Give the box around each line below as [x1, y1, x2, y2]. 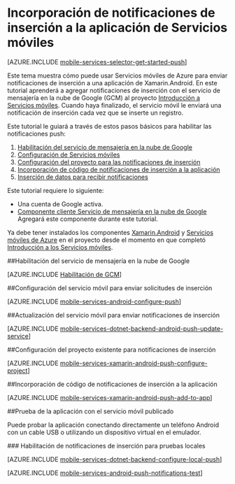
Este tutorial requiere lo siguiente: [7, 186, 104, 194]
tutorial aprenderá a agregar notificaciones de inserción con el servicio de [7, 86, 221, 94]
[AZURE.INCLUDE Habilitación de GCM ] [7, 270, 122, 278]
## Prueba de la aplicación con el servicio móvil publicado [7, 407, 174, 415]
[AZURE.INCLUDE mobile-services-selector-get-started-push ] [7, 57, 187, 66]
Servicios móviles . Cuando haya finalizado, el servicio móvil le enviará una [7, 101, 222, 109]
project [7, 366, 28, 375]
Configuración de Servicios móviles [17, 150, 120, 159]
